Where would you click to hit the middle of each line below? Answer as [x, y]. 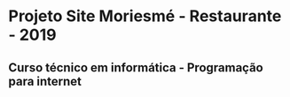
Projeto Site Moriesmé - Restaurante [145, 16]
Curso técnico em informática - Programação [136, 67]
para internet [45, 81]
